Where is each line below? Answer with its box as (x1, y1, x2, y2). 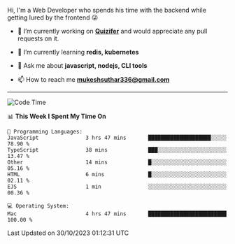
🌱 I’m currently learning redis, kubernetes (17, 48, 139, 56)
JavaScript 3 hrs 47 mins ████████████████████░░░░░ (7, 134, 227, 141)
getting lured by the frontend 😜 (7, 13, 99, 22)
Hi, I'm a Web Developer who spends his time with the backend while (7, 6, 206, 14)
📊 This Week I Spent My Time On (7, 112, 106, 120)
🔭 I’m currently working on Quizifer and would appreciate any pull (17, 27, 208, 35)
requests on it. (17, 34, 59, 43)
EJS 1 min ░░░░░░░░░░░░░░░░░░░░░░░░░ (7, 183, 227, 190)
